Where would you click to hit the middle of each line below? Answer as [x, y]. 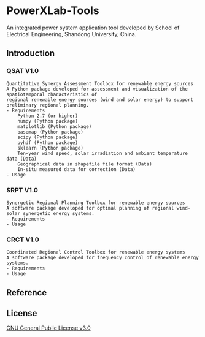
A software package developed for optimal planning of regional [90, 208]
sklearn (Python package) [51, 148]
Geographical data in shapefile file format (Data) [85, 164]
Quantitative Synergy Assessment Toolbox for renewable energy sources [100, 83]
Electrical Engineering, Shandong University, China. [72, 34]
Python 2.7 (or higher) [48, 116]
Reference [27, 293]
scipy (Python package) [48, 137]
